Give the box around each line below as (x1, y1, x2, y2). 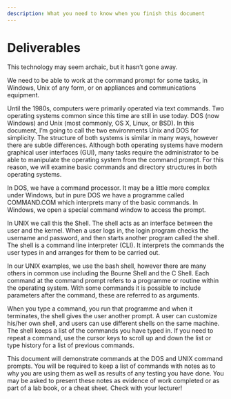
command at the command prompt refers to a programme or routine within (7, 276, 219, 284)
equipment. (7, 90, 40, 99)
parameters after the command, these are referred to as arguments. (7, 291, 200, 299)
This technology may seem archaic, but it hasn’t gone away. (7, 63, 178, 71)
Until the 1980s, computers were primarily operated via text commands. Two (7, 104, 224, 113)
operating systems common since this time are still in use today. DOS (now (7, 111, 219, 119)
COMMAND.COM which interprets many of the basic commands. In (7, 198, 199, 206)
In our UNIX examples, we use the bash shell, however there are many (7, 262, 207, 270)
